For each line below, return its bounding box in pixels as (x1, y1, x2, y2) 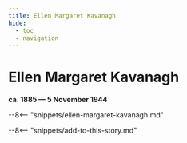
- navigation (15, 34, 59, 42)
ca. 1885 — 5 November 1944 (8, 95, 108, 105)
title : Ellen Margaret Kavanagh (8, 11, 116, 20)
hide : (8, 19, 26, 27)
